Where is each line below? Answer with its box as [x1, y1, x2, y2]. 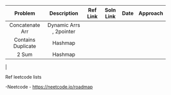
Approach [138, 10, 163, 17]
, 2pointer [52, 28, 75, 35]
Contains [14, 36, 36, 43]
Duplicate [13, 43, 37, 50]
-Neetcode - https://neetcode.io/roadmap [5, 84, 93, 90]
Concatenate [9, 21, 40, 29]
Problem [14, 10, 36, 17]
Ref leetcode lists [5, 74, 42, 80]
